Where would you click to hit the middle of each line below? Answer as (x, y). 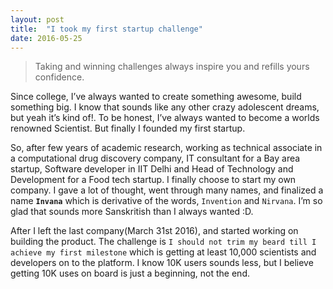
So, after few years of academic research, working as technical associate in (166, 148)
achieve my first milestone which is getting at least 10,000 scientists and (163, 252)
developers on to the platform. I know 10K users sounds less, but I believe (162, 263)
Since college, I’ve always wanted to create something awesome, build (156, 97)
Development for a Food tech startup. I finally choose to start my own (153, 180)
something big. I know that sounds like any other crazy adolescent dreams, (165, 107)
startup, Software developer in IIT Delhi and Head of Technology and (152, 169)
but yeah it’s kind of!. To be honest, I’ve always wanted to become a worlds (165, 118)
